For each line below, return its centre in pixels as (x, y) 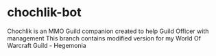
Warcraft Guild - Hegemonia (47, 45)
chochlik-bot (44, 12)
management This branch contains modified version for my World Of (104, 38)
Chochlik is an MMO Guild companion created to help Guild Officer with (108, 31)
